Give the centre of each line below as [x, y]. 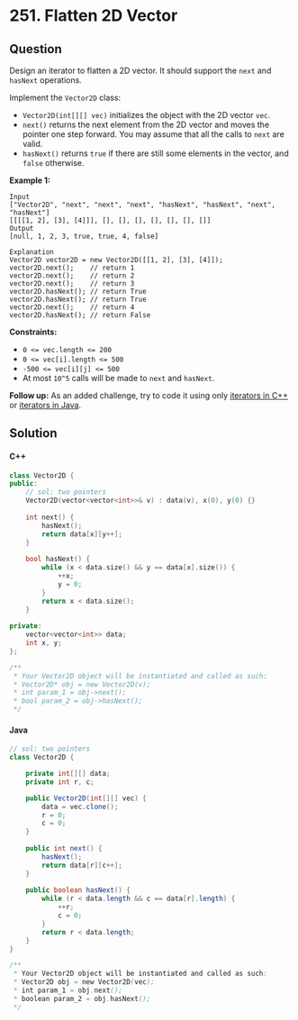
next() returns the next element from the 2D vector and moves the [146, 124]
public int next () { [64, 849]
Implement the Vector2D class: [65, 97]
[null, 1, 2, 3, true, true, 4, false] [84, 236]
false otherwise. [53, 163]
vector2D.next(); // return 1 [72, 268]
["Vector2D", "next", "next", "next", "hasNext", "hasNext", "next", [143, 205]
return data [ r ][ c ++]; [82, 865]
